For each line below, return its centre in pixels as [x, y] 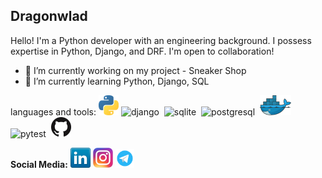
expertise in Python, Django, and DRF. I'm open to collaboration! [142, 51]
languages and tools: [53, 111]
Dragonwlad [49, 16]
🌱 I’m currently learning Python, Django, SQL [117, 81]
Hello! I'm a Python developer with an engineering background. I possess [161, 40]
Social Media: [39, 164]
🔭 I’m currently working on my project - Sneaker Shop [135, 70]
